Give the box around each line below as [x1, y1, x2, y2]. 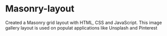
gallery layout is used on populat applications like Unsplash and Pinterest [5, 24, 158, 30]
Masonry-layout [5, 3, 74, 14]
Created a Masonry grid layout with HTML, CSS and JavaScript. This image [5, 19, 162, 25]
